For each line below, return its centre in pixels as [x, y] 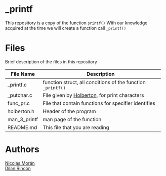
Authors [22, 150]
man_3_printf [23, 119]
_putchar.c [20, 95]
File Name [23, 74]
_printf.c [17, 85]
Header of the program [69, 111]
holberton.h [21, 111]
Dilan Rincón [18, 168]
